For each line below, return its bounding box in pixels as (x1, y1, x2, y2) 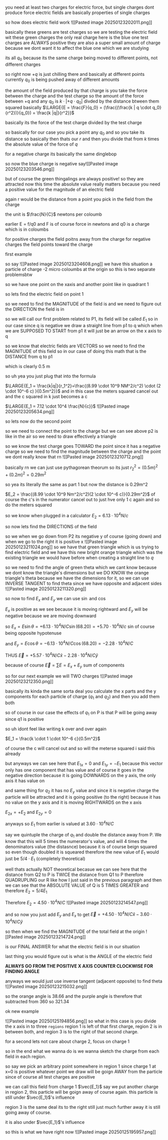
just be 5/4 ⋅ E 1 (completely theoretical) (5, 856, 85, 863)
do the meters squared (5, 502, 52, 508)
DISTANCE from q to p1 (5, 353, 53, 359)
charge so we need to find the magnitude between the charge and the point (5, 448, 161, 454)
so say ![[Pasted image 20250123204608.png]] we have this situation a (5, 261, 152, 267)
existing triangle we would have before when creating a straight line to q (5, 554, 154, 560)
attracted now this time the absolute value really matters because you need (5, 181, 160, 187)
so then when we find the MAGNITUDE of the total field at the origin (5, 928, 145, 934)
